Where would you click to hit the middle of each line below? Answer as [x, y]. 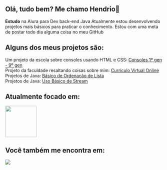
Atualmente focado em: [42, 97]
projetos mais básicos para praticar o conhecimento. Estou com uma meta [82, 26]
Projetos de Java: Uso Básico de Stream [47, 81]
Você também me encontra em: [55, 150]
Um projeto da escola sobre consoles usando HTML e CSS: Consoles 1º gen [84, 59]
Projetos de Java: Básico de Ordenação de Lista [54, 75]
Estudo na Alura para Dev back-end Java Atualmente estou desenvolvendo [83, 21]
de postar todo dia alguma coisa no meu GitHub [54, 32]
